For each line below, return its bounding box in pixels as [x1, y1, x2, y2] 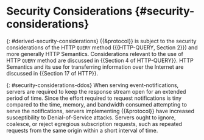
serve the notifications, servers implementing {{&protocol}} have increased [6, 107, 195, 114]
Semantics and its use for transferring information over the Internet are [6, 63, 184, 71]
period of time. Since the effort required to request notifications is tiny [6, 94, 181, 102]
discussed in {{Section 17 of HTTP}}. [6, 69, 99, 77]
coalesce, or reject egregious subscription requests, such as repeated [6, 120, 183, 127]
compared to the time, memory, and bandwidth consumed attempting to [6, 100, 188, 108]
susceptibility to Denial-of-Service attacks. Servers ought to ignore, [6, 114, 176, 121]
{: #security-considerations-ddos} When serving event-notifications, [6, 81, 179, 89]
